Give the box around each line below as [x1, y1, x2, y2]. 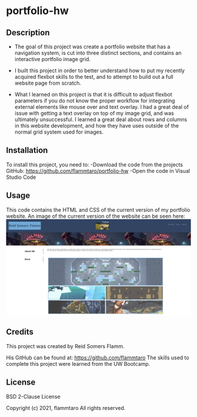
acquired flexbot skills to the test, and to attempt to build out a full [14, 74, 174, 80]
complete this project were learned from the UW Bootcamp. [6, 360, 151, 367]
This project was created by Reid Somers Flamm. [6, 342, 125, 349]
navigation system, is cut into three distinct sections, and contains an [14, 49, 182, 56]
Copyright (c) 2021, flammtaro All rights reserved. [6, 404, 126, 411]
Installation [6, 145, 48, 155]
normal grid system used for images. [14, 128, 104, 135]
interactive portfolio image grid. [14, 56, 91, 62]
